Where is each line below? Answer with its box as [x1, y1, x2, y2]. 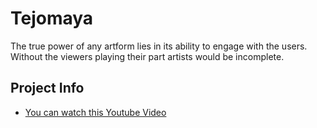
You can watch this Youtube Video [24, 106, 167, 118]
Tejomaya [10, 7, 94, 30]
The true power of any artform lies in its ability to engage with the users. [10, 40, 308, 52]
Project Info [10, 80, 85, 97]
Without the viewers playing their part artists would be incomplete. [10, 50, 285, 62]
